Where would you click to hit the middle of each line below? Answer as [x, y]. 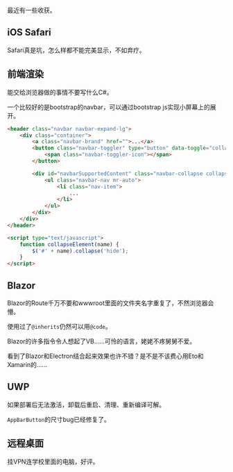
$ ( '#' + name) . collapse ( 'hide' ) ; [80, 251]
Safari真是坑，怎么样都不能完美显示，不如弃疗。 [76, 50]
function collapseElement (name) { [69, 244]
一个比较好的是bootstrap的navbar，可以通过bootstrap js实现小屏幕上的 [109, 107]
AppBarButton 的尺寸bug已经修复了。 [59, 419]
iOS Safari [29, 32]
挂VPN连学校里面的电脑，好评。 [53, 462]
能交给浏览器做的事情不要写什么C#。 [60, 92]
